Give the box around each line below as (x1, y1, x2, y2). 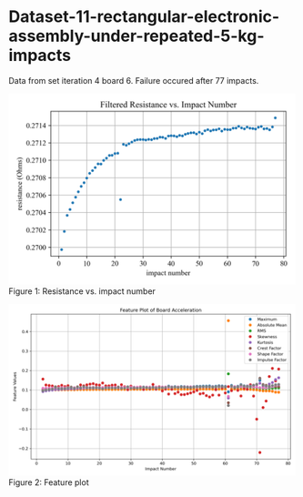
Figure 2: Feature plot (8, 476, 89, 488)
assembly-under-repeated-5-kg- (8, 25, 265, 46)
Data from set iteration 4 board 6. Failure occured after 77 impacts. (8, 75, 259, 86)
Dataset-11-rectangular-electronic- (8, 6, 280, 27)
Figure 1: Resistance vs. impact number (8, 285, 157, 297)
